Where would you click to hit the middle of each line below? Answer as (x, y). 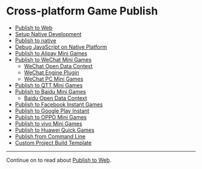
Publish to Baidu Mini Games (50, 91)
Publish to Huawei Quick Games (55, 130)
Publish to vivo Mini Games (48, 123)
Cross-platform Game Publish (82, 11)
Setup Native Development (48, 34)
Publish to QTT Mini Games (49, 85)
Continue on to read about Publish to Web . (59, 160)
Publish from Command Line (50, 136)
